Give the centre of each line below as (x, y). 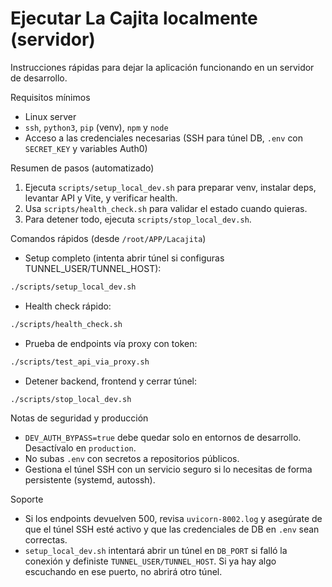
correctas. (46, 540)
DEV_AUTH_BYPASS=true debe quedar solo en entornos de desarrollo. (163, 438)
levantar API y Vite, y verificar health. (101, 198)
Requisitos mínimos (50, 97)
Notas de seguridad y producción (79, 418)
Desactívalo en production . (80, 448)
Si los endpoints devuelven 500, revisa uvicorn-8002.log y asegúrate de (173, 519)
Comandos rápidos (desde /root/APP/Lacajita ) (108, 238)
